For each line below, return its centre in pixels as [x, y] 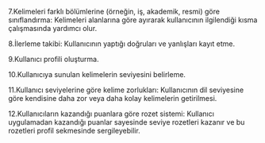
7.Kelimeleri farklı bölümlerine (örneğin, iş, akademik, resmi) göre [114, 12]
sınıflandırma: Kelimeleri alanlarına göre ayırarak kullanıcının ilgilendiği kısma [133, 20]
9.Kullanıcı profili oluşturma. [54, 59]
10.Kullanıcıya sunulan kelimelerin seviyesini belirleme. [97, 74]
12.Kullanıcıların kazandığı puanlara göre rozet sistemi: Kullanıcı [111, 114]
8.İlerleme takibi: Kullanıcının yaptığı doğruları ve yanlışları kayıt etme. [122, 44]
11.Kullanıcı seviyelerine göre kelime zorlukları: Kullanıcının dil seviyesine [126, 90]
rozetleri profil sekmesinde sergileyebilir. [74, 131]
